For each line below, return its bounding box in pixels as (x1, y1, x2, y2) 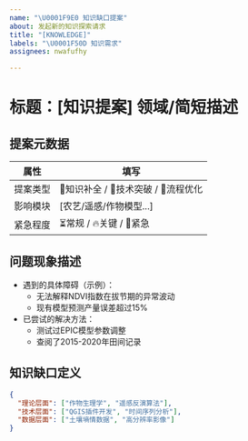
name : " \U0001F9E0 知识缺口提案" (9, 13, 128, 23)
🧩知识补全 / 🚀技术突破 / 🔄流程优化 (59, 183, 203, 195)
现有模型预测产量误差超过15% (35, 302, 148, 313)
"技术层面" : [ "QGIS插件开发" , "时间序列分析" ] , (17, 406, 182, 416)
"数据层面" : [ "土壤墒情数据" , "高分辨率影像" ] (17, 416, 175, 425)
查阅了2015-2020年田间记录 (35, 336, 142, 346)
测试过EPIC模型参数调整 (35, 325, 126, 336)
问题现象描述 (9, 254, 82, 269)
